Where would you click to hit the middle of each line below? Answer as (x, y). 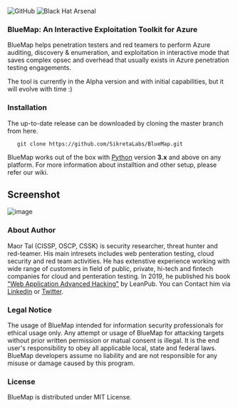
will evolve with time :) (40, 89)
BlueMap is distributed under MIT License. (69, 397)
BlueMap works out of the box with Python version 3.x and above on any (114, 157)
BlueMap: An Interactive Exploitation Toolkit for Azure (103, 29)
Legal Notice (30, 310)
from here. (23, 131)
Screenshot (34, 194)
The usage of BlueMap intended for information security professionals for (115, 325)
